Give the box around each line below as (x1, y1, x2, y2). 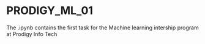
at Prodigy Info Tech (6, 30, 58, 37)
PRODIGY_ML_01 (6, 4, 94, 18)
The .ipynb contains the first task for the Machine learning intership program (6, 24, 199, 31)
